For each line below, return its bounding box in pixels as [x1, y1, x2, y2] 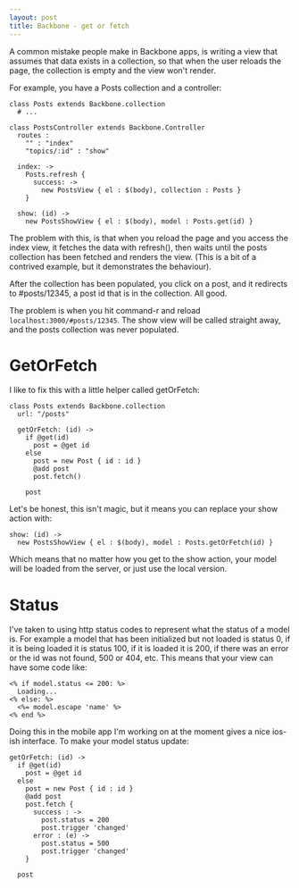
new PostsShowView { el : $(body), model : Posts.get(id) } [25, 216, 253, 226]
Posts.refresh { [25, 170, 87, 179]
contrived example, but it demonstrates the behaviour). [9, 261, 212, 272]
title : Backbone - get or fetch [9, 21, 129, 30]
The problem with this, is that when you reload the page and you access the [9, 232, 288, 243]
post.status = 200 [41, 816, 110, 825]
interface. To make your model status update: [21, 736, 189, 747]
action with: [9, 513, 53, 524]
